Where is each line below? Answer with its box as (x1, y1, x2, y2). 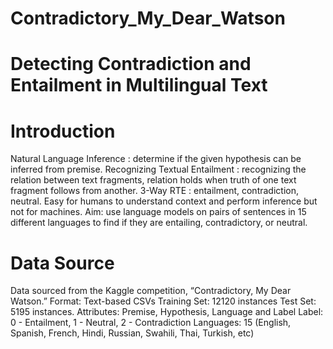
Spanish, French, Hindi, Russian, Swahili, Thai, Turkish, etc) (10, 327, 255, 339)
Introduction (10, 120, 116, 142)
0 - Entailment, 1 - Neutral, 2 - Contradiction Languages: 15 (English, (10, 317, 292, 329)
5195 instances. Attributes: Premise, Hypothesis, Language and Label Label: (10, 306, 324, 318)
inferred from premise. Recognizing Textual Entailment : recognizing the (10, 163, 307, 176)
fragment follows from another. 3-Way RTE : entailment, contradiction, (10, 185, 299, 197)
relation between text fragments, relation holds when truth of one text (10, 174, 297, 186)
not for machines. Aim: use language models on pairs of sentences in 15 (10, 206, 307, 218)
